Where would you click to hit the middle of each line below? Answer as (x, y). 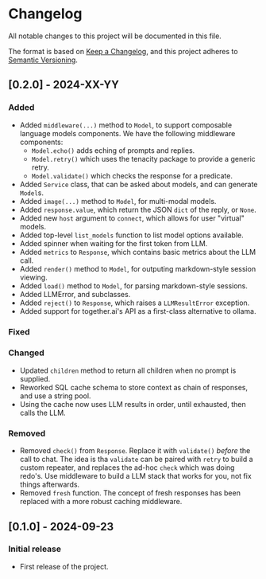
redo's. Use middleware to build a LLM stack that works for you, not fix (135, 476)
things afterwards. (50, 485)
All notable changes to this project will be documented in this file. (115, 36)
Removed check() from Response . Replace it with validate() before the (135, 451)
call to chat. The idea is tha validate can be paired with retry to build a (136, 460)
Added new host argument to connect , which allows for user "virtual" (132, 218)
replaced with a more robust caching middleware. (101, 502)
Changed (27, 353)
